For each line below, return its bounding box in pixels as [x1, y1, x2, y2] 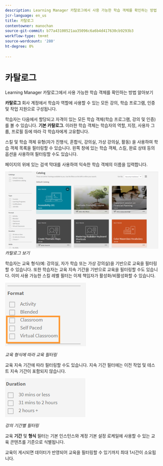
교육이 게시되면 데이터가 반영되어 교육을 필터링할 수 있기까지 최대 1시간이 [5, 449, 144, 455]
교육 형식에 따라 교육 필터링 [5, 352, 57, 358]
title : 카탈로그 [5, 18, 34, 23]
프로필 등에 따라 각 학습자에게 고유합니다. [11, 128, 90, 134]
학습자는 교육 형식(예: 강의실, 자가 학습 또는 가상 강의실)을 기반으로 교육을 [5, 260, 145, 266]
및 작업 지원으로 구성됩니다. [5, 106, 57, 112]
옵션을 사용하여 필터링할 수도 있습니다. [5, 151, 78, 157]
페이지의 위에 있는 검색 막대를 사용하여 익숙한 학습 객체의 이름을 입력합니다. [5, 161, 148, 167]
